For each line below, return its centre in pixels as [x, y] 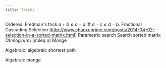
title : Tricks [20, 10]
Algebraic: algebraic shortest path [41, 50]
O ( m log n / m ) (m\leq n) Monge [36, 40]
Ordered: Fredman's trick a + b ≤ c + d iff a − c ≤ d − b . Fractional [74, 24]
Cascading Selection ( [28, 29]
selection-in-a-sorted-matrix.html [40, 35]
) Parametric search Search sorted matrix [118, 35]
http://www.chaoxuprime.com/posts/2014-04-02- [103, 29]
